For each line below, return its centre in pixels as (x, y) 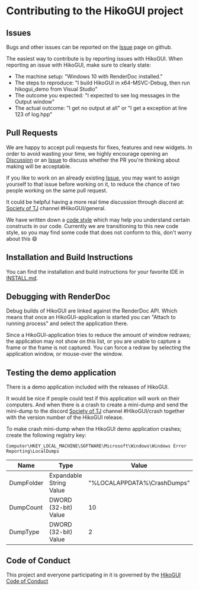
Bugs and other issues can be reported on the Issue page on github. (89, 47)
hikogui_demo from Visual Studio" (56, 89)
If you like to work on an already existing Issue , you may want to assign (93, 178)
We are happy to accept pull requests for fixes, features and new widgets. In (99, 147)
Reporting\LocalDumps (33, 452)
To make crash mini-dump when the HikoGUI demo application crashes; (94, 429)
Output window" (35, 102)
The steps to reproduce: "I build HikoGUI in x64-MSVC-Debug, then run (102, 83)
